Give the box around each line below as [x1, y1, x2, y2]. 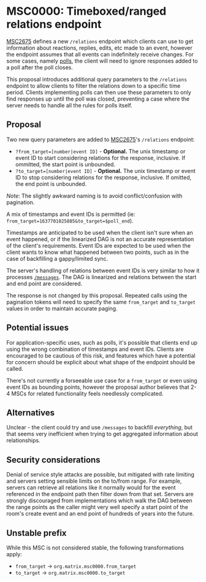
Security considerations [6, 454, 101, 465]
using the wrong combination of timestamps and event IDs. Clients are [6, 345, 184, 353]
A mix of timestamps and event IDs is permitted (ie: [6, 210, 136, 218]
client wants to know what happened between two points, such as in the [6, 248, 189, 256]
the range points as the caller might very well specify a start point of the [6, 504, 188, 511]
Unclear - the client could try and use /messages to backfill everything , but [6, 424, 193, 431]
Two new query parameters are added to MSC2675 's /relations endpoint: [6, 136, 195, 143]
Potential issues [6, 323, 69, 333]
